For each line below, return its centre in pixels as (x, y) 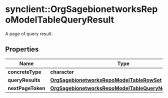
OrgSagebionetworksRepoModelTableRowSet (106, 80)
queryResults (24, 80)
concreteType (24, 72)
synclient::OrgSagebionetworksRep (81, 9)
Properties (22, 49)
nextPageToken (27, 88)
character (62, 72)
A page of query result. (29, 33)
